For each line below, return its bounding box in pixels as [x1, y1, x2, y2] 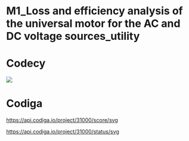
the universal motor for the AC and [6, 17, 181, 30]
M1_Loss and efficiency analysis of [6, 4, 183, 18]
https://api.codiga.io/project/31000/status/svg [6, 128, 119, 135]
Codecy [6, 57, 46, 70]
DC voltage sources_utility [6, 30, 140, 43]
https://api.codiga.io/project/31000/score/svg [6, 117, 118, 124]
